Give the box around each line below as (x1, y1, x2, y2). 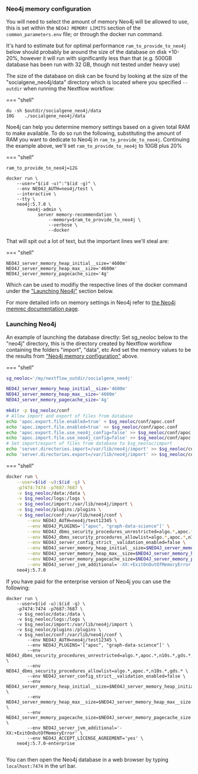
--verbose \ (48, 222, 78, 228)
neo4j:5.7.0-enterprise (16, 740, 75, 746)
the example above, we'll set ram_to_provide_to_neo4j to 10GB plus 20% (6, 143, 183, 150)
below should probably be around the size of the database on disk (6, 48, 167, 56)
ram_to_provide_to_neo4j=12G (6, 165, 78, 171)
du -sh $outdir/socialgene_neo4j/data (6, 108, 101, 114)
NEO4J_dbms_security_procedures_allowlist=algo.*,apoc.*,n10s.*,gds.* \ (6, 668, 189, 674)
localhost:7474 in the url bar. (6, 762, 77, 769)
